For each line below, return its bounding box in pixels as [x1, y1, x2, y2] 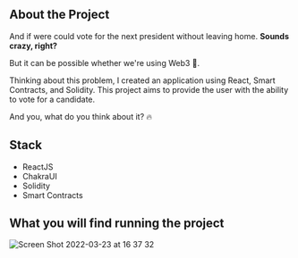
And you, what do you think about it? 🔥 [9, 111, 153, 121]
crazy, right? [9, 40, 58, 51]
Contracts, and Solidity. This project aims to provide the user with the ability [9, 84, 289, 95]
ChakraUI [21, 171, 58, 181]
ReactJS [21, 161, 54, 172]
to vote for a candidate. [9, 94, 96, 104]
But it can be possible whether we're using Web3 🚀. [9, 57, 200, 68]
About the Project [9, 7, 110, 22]
